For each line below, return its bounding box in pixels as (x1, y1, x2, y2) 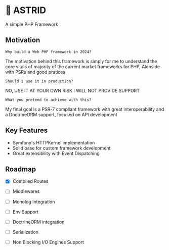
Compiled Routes (12, 178, 49, 184)
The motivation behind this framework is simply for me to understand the (5, 58, 157, 64)
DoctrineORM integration (12, 219, 65, 225)
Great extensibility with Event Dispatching (12, 150, 100, 156)
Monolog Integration (12, 198, 55, 205)
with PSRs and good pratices (5, 69, 66, 75)
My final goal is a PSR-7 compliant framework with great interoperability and (5, 106, 164, 112)
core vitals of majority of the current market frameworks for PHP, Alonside (5, 63, 160, 70)
